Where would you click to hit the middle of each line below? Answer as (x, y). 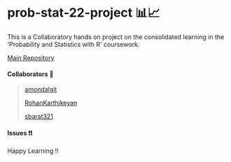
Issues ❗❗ (20, 133)
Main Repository (31, 58)
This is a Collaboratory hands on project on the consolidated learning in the (116, 37)
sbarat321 (39, 117)
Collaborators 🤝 (30, 74)
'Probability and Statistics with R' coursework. (73, 44)
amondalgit (41, 89)
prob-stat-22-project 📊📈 (84, 13)
